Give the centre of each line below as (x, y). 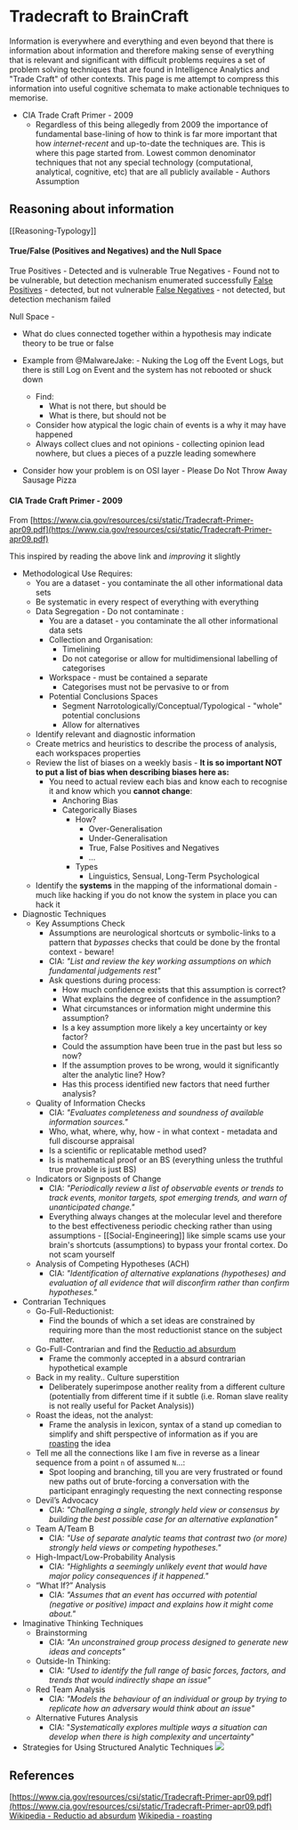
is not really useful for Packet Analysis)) (121, 1406)
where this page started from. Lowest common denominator (145, 152)
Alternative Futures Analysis (87, 1718)
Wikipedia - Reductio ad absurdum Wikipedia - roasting (111, 1815)
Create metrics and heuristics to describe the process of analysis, (156, 744)
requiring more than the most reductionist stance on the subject (165, 1330)
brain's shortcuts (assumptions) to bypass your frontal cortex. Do (168, 1245)
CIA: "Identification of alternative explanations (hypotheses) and (167, 1274)
